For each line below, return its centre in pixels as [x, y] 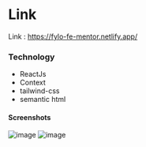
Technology [32, 57]
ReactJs [33, 74]
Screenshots [30, 117]
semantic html [43, 100]
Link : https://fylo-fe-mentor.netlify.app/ [73, 36]
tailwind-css [39, 91]
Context [32, 83]
